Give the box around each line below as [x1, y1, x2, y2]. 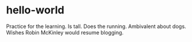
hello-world [6, 3, 65, 17]
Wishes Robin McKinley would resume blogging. [6, 29, 124, 36]
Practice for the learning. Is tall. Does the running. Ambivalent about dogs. [6, 23, 187, 30]
